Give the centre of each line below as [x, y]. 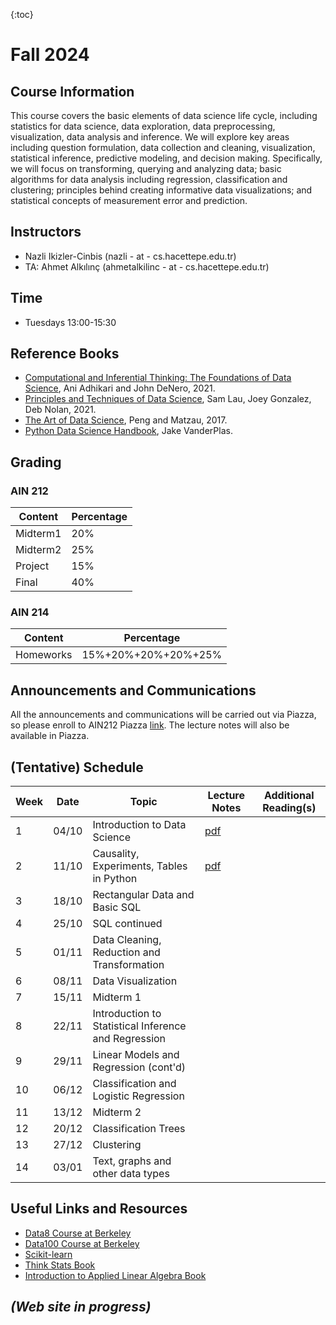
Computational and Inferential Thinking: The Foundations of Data [158, 378]
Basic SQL [117, 907]
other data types [131, 1174]
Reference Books [65, 354]
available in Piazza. [50, 736]
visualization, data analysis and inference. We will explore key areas [150, 137]
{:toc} [22, 14]
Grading [36, 462]
